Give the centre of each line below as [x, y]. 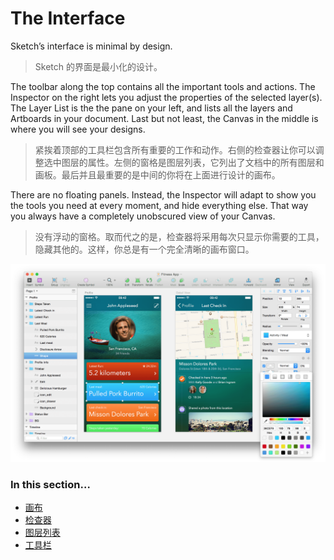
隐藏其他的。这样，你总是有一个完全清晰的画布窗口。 [144, 249]
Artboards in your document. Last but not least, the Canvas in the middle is [164, 118]
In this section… [50, 484]
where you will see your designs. [78, 129]
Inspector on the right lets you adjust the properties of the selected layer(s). [166, 97]
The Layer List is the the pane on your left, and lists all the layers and [151, 108]
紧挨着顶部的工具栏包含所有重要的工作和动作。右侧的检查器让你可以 [175, 149]
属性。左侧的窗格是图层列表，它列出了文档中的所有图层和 [206, 162]
